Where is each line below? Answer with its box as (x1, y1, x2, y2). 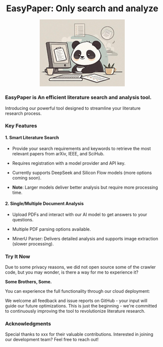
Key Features (5, 123, 38, 130)
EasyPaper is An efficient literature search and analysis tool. (5, 94, 152, 101)
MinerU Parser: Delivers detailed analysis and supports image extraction (12, 236, 158, 241)
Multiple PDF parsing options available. (12, 226, 92, 232)
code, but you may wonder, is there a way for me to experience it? (5, 269, 139, 275)
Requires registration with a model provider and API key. (12, 160, 126, 166)
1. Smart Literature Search (5, 135, 59, 141)
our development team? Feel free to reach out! (5, 337, 99, 343)
